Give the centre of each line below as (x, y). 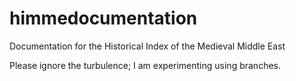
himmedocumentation (103, 18)
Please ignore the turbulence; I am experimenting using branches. (145, 65)
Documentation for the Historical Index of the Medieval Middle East (147, 46)
